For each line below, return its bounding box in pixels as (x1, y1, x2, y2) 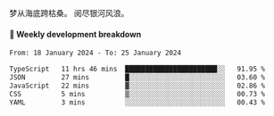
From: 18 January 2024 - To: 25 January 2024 (9, 48, 181, 58)
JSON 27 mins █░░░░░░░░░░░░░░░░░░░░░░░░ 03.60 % (9, 72, 266, 82)
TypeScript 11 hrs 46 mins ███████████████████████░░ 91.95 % (9, 65, 266, 74)
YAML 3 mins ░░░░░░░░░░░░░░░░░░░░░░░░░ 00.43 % (9, 97, 266, 107)
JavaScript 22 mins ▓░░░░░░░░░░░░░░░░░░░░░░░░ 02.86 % (9, 81, 266, 90)
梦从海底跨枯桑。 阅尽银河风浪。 (9, 8, 129, 18)
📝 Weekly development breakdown (9, 29, 142, 39)
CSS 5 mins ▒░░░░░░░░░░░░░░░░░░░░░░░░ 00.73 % (9, 89, 266, 98)
